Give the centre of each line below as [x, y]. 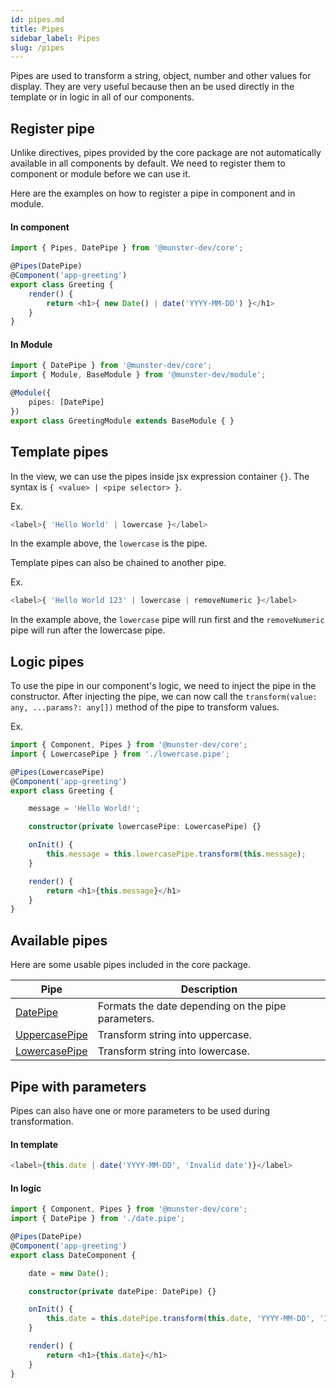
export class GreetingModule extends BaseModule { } [122, 421]
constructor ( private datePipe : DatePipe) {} [122, 1291]
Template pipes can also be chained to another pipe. [118, 563]
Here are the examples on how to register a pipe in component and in [153, 193]
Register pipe [52, 128]
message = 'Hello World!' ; [84, 809]
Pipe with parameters [78, 1086]
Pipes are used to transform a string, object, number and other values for [161, 76]
